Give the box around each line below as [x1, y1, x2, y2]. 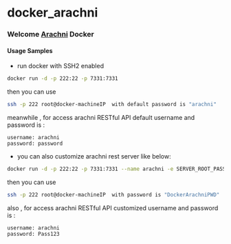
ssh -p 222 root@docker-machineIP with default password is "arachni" [7, 101, 217, 108]
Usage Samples [7, 46, 53, 54]
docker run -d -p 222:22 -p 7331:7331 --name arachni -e [7, 165, 174, 173]
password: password [7, 140, 63, 148]
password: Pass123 [7, 230, 60, 237]
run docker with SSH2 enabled [16, 62, 104, 70]
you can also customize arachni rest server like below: [16, 152, 171, 161]
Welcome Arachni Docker [7, 30, 95, 39]
